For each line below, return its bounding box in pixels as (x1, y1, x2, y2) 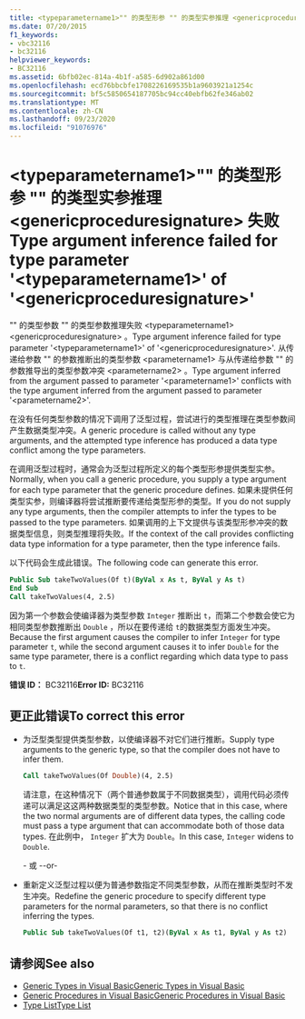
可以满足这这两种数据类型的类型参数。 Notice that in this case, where (30, 801, 288, 812)
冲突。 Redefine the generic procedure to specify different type (30, 891, 266, 902)
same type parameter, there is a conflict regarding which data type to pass (9, 651, 289, 662)
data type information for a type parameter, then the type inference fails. (9, 538, 280, 549)
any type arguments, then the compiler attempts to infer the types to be (9, 505, 277, 516)
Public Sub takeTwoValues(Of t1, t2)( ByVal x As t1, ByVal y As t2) (22, 928, 288, 937)
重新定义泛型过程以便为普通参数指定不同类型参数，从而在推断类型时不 (22, 879, 286, 891)
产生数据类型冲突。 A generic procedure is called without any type (9, 425, 256, 435)
